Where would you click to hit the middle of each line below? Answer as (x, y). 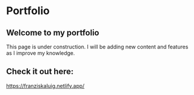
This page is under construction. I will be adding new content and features (97, 47)
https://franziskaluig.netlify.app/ (46, 86)
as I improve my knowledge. (41, 53)
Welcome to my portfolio (53, 33)
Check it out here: (40, 72)
